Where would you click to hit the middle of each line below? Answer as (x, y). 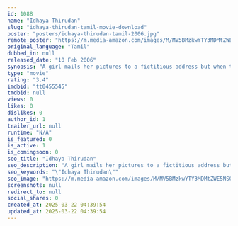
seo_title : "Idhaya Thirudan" (52, 159)
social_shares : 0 (33, 198)
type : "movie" (28, 73)
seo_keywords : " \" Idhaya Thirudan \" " (63, 172)
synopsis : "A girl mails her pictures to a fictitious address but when (117, 67)
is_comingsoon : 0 (33, 152)
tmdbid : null (27, 93)
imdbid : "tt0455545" (38, 86)
